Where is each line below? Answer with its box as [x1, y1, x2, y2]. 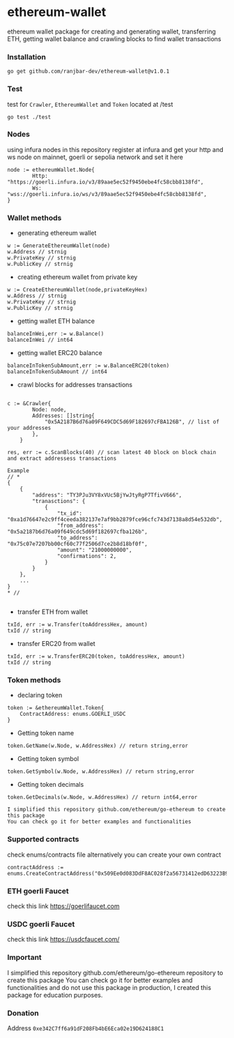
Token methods [7, 675, 61, 685]
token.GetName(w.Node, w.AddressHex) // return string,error [7, 742, 189, 750]
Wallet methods [7, 213, 62, 223]
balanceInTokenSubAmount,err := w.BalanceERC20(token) [7, 362, 170, 370]
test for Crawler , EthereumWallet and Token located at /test [7, 100, 173, 108]
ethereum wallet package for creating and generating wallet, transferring [7, 27, 216, 36]
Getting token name [17, 729, 75, 737]
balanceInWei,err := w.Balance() [7, 331, 104, 338]
